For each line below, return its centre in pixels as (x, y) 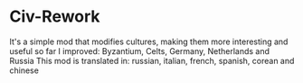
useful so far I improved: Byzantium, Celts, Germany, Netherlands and (139, 51)
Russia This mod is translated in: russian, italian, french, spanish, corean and (152, 60)
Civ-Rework (55, 17)
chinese (24, 70)
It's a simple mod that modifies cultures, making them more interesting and (149, 41)
